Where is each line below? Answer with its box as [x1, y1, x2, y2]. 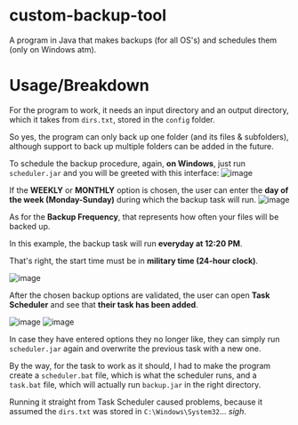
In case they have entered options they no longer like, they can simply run [9, 333, 280, 344]
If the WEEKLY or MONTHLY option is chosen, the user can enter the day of [9, 184, 289, 196]
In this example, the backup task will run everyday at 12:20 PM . [9, 237, 243, 249]
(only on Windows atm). [9, 44, 97, 54]
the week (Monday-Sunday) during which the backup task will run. [9, 194, 256, 204]
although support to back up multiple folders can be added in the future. [9, 140, 274, 151]
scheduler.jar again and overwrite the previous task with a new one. [9, 343, 262, 354]
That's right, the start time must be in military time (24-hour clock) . [9, 255, 259, 266]
